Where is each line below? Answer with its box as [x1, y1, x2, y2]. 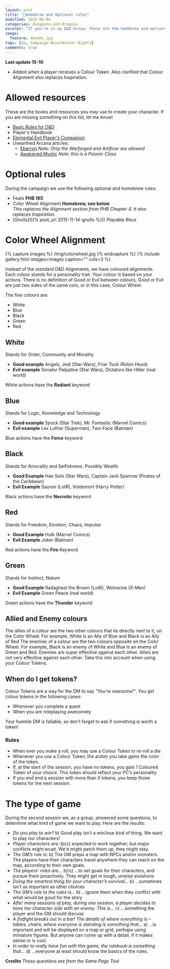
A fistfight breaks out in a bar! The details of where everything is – [12, 916, 151, 922]
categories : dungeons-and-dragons [5, 21, 78, 27]
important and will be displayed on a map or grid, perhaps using [12, 927, 146, 933]
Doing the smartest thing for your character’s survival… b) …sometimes [12, 878, 162, 884]
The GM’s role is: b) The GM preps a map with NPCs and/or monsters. [12, 852, 158, 858]
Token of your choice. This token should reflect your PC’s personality [12, 770, 157, 776]
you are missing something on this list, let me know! [5, 114, 113, 120]
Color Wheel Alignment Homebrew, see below [12, 200, 110, 207]
